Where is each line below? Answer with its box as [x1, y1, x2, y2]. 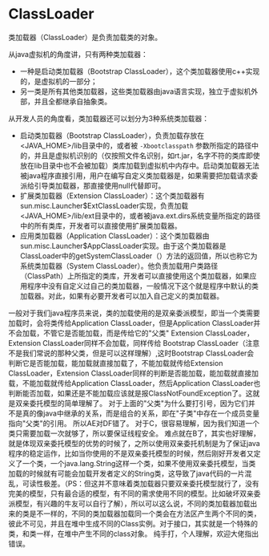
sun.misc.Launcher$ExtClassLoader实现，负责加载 [19, 201, 189, 210]
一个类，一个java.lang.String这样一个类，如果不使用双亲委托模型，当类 [22, 458, 256, 468]
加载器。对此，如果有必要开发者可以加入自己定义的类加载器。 [19, 290, 224, 301]
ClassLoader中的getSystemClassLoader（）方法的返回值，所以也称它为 [19, 250, 258, 261]
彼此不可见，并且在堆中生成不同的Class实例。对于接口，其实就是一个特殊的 [8, 518, 259, 528]
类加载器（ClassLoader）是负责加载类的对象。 [8, 32, 163, 42]
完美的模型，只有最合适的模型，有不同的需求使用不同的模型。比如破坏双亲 [8, 489, 254, 498]
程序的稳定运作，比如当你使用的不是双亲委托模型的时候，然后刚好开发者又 [8, 448, 254, 458]
